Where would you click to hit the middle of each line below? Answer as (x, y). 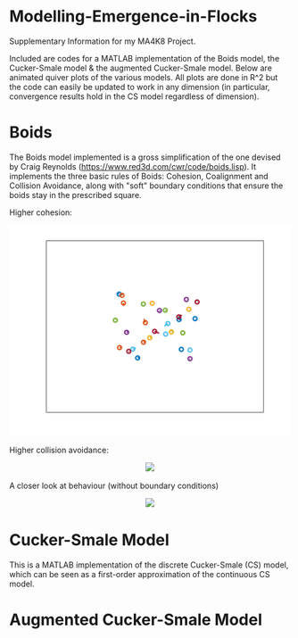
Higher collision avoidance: (59, 450)
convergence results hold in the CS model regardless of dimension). (134, 96)
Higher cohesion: (41, 212)
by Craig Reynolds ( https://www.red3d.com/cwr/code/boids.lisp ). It (133, 166)
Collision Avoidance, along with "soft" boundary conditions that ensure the (146, 186)
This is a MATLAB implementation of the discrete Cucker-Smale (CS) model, (149, 565)
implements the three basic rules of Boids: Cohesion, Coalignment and (139, 176)
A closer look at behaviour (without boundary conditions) (114, 485)
